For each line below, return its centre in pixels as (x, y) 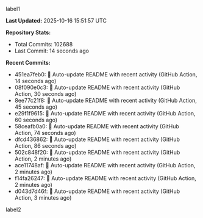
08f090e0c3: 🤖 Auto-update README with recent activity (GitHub (97, 87)
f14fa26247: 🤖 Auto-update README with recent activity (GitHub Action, (105, 178)
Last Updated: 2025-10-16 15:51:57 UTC (56, 20)
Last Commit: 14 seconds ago (52, 51)
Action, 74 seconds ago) (45, 133)
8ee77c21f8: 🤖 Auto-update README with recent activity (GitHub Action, (106, 100)
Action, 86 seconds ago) (45, 146)
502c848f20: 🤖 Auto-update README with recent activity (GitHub (97, 152)
